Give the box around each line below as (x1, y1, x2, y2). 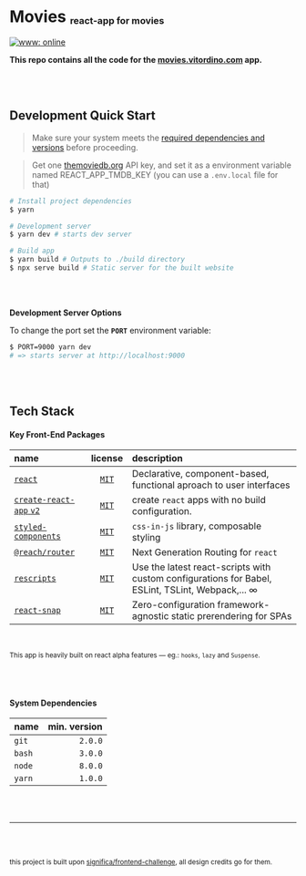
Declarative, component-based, (131, 468, 270, 480)
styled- (14, 522, 47, 532)
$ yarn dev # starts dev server (9, 230, 132, 239)
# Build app (9, 246, 55, 256)
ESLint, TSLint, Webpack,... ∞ (131, 583, 258, 596)
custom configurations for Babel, (131, 572, 272, 585)
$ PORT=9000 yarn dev (9, 342, 92, 352)
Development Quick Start (9, 108, 157, 124)
